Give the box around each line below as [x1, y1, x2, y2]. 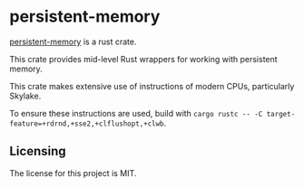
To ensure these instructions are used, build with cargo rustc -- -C [9, 108, 263, 118]
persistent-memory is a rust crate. [9, 36, 137, 47]
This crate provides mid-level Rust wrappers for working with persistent [9, 53, 279, 64]
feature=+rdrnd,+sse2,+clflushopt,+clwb [9, 119, 165, 128]
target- [266, 109, 296, 118]
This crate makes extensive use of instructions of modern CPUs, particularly [9, 80, 295, 91]
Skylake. [9, 90, 42, 101]
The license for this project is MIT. [9, 167, 137, 178]
